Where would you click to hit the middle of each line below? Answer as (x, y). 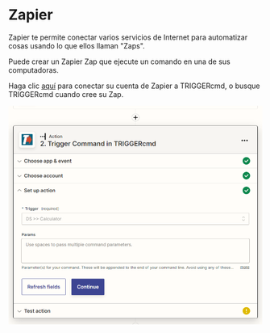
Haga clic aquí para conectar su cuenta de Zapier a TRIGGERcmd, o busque (134, 86)
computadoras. (33, 70)
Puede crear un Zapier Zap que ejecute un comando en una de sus (120, 61)
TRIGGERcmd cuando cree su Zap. (66, 94)
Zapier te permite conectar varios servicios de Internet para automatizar (128, 37)
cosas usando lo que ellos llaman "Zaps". (77, 45)
